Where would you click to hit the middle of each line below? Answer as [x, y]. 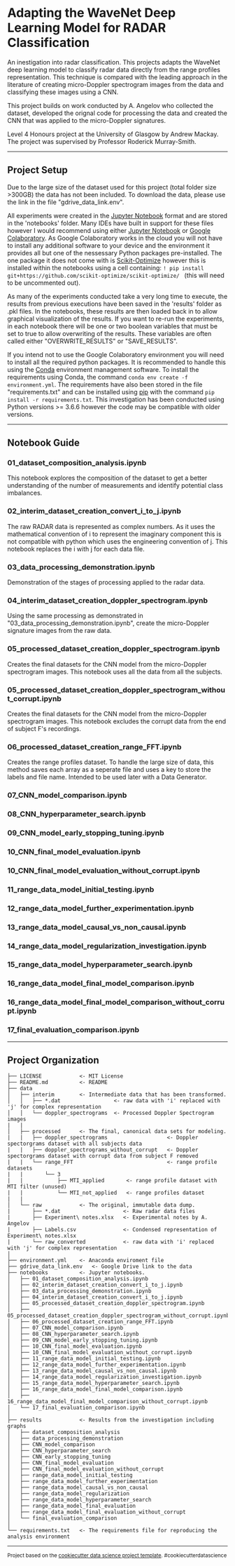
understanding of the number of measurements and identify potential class [115, 486]
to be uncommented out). [44, 283]
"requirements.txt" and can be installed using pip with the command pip [111, 391]
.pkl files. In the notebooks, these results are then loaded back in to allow [113, 311]
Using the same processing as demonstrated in [75, 616]
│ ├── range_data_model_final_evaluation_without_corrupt [97, 1512]
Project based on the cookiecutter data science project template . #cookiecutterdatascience [117, 1555]
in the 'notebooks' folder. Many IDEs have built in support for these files [111, 223]
